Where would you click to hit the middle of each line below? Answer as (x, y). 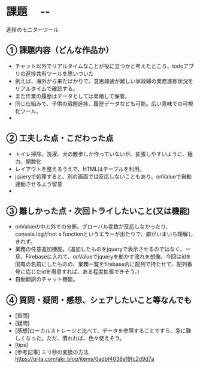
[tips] (21, 345)
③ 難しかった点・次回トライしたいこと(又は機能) (98, 211)
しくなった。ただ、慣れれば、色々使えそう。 (70, 338)
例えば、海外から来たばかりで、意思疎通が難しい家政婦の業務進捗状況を (104, 81)
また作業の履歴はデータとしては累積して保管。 (72, 96)
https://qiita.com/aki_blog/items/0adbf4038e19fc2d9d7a (84, 359)
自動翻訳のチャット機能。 (46, 279)
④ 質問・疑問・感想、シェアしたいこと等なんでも (99, 300)
